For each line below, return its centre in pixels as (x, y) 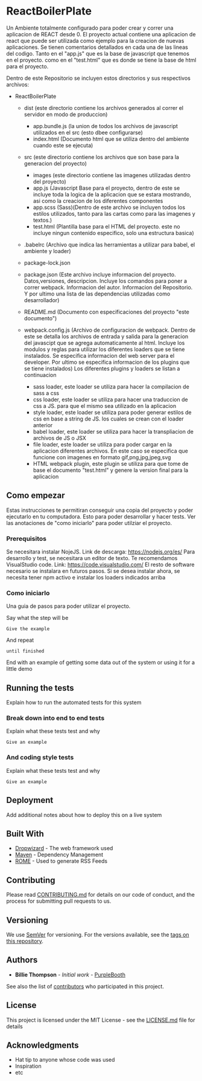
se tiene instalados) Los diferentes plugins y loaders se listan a (102, 368)
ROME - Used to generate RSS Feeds (61, 861)
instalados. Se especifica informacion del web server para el (99, 355)
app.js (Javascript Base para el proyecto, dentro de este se (106, 188)
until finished (25, 651)
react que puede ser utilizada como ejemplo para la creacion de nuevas (95, 40)
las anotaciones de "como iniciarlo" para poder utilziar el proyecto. (89, 523)
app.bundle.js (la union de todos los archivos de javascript (105, 126)
